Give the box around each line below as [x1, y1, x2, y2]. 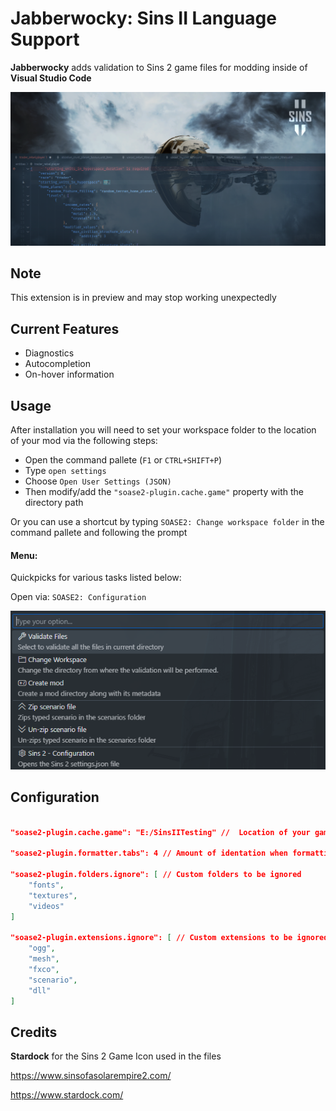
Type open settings [24, 464, 107, 476]
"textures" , [28, 890, 78, 901]
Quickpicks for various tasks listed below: [10, 572, 182, 584]
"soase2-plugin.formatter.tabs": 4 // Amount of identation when [10, 848, 288, 859]
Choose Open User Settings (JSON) [24, 475, 172, 487]
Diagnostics [24, 347, 75, 359]
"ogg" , [28, 943, 56, 954]
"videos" [28, 901, 65, 911]
